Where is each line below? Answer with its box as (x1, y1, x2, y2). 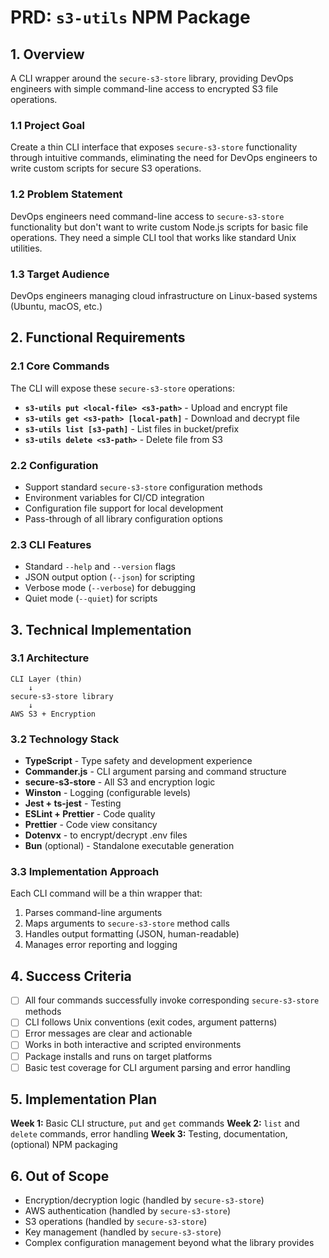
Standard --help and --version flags (24, 561, 176, 573)
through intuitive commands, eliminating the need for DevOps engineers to (10, 152, 318, 164)
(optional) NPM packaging (10, 1139, 118, 1151)
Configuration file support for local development (24, 502, 224, 514)
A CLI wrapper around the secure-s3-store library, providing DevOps (10, 72, 294, 84)
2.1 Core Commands (10, 359, 110, 373)
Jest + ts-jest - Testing (24, 797, 122, 810)
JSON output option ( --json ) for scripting (24, 571, 196, 583)
